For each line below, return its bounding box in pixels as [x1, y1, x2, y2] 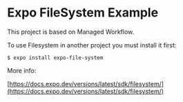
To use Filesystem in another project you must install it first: [7, 41, 177, 49]
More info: [7, 66, 37, 74]
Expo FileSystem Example [7, 5, 159, 21]
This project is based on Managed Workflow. [7, 28, 135, 36]
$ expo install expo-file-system [7, 54, 104, 61]
